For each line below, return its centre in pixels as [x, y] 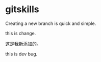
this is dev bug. [21, 54]
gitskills [22, 9]
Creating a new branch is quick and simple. [51, 23]
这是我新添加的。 [23, 44]
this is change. [21, 33]
